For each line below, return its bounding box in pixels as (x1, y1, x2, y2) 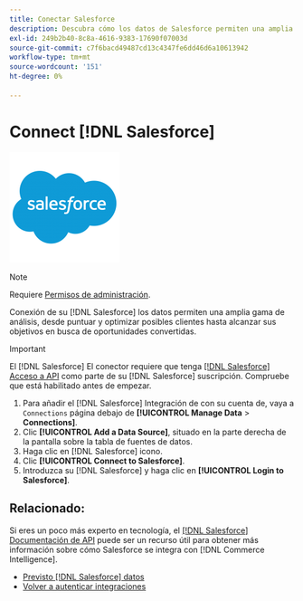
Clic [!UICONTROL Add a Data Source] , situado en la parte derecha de (22, 426, 287, 437)
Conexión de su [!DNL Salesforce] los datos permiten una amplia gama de (9, 306, 285, 317)
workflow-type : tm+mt (9, 52, 91, 62)
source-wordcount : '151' (9, 62, 103, 72)
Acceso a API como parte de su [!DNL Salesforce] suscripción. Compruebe (9, 370, 289, 381)
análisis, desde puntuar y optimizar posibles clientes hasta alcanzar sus (9, 316, 277, 327)
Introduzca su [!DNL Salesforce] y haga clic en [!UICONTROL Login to (22, 464, 285, 475)
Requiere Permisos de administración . (9, 289, 151, 300)
